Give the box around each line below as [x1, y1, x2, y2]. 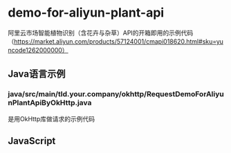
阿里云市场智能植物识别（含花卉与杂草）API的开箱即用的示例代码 [8, 28, 194, 37]
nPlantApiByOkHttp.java [8, 98, 92, 108]
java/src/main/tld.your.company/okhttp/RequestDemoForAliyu [8, 89, 224, 99]
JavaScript [8, 135, 56, 147]
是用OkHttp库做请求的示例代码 [8, 114, 95, 123]
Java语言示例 [8, 68, 66, 80]
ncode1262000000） [8, 46, 68, 54]
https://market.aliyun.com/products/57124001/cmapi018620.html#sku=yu [14, 37, 224, 46]
